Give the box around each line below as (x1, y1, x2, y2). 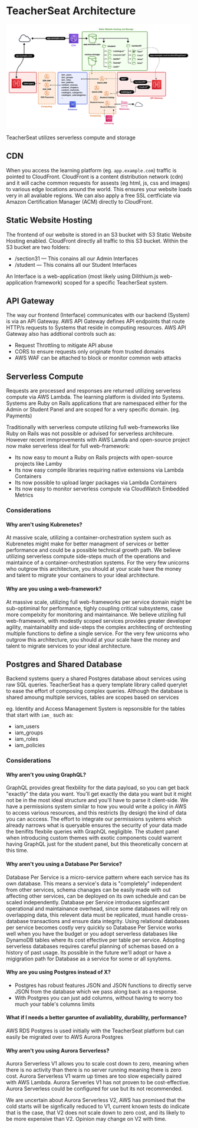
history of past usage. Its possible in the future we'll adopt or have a (6, 949, 171, 956)
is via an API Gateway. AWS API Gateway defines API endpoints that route (6, 318, 185, 325)
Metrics (14, 492, 34, 499)
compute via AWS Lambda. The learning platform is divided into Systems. (6, 394, 184, 401)
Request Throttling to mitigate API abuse (14, 342, 113, 349)
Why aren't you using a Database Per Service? (6, 861, 123, 868)
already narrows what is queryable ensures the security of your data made (6, 822, 187, 829)
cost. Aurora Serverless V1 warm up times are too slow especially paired (6, 1073, 182, 1080)
